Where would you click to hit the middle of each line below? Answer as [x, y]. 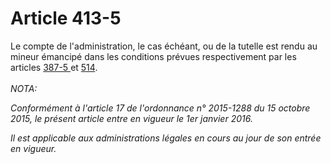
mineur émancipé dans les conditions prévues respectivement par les [153, 56]
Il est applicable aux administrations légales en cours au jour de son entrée [166, 138]
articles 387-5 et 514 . [54, 67]
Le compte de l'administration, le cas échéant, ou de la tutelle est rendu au [164, 46]
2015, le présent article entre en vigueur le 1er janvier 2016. [131, 118]
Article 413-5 [66, 18]
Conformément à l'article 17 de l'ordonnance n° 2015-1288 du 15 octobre [160, 108]
